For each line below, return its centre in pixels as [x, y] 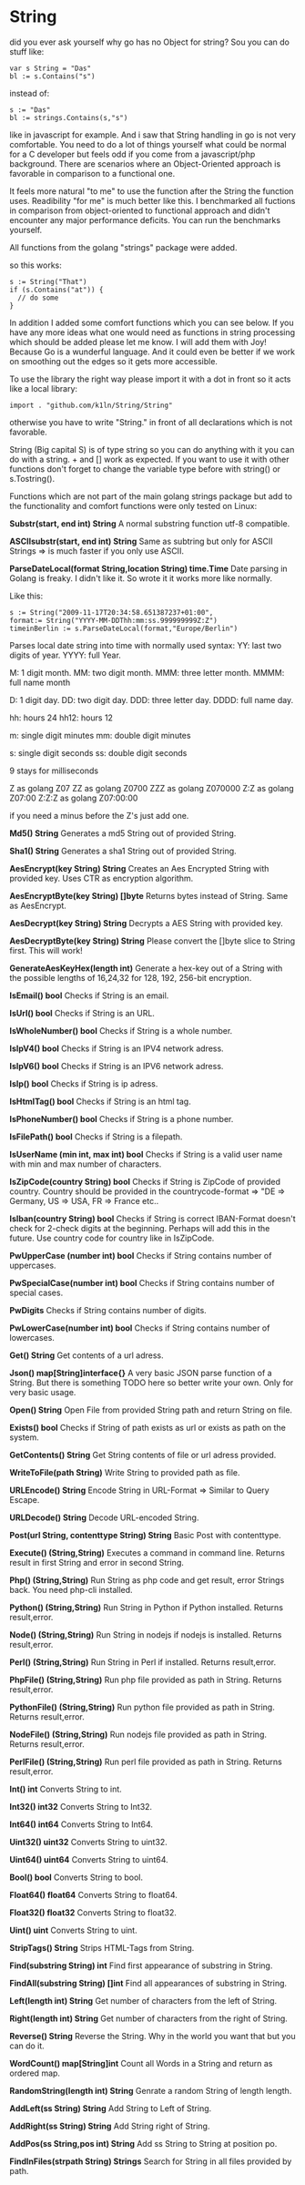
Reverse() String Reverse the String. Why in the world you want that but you [152, 2036]
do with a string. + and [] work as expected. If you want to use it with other [149, 459]
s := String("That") [49, 281]
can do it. [27, 2046]
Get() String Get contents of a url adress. [86, 1355]
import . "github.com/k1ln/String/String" [91, 405]
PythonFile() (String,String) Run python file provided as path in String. [142, 1707]
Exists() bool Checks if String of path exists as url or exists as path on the [148, 1427]
